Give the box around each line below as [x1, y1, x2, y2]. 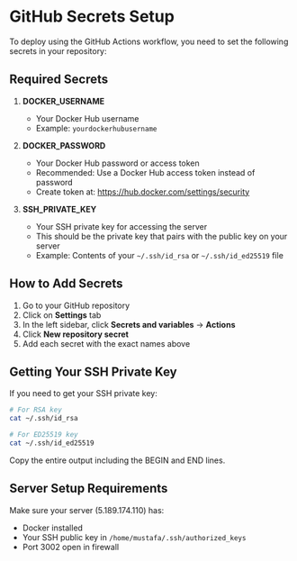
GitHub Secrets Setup [9, 6, 175, 27]
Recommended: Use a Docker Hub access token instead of [35, 167, 256, 177]
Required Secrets [9, 72, 109, 87]
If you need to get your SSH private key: [9, 388, 157, 399]
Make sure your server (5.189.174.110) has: [9, 504, 165, 515]
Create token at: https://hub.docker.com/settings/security [35, 186, 250, 197]
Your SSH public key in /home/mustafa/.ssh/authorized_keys [22, 531, 247, 542]
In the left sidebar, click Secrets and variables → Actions [22, 319, 236, 330]
